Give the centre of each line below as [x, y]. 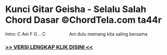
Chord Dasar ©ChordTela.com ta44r [83, 20]
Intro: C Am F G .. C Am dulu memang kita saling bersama [76, 34]
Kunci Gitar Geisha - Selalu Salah [76, 9]
